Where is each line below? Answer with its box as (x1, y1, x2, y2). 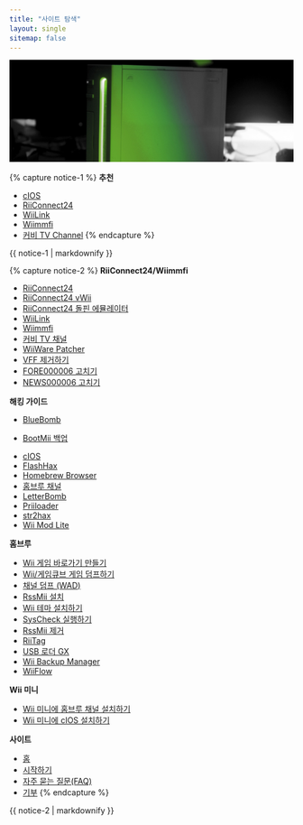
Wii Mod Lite (22, 519, 69, 530)
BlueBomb (22, 413, 61, 424)
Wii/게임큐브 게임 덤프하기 (22, 569, 115, 579)
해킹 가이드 (9, 395, 48, 406)
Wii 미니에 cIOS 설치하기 (22, 714, 110, 726)
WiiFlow (22, 665, 52, 676)
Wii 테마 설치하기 (22, 602, 83, 613)
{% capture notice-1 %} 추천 (9, 171, 115, 182)
